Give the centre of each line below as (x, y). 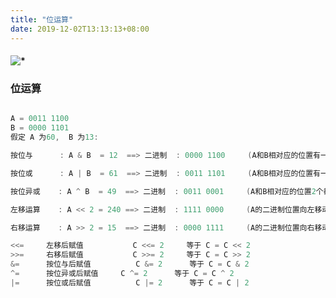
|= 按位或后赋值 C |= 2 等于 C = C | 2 (130, 282)
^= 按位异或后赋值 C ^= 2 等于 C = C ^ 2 (122, 274)
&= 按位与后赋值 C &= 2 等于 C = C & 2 (130, 264)
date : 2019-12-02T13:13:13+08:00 (80, 29)
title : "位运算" (42, 19)
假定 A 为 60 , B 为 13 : (54, 137)
